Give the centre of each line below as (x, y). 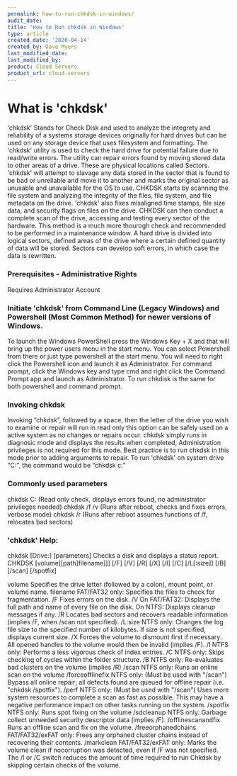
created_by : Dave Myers (42, 47)
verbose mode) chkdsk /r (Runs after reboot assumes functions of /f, (108, 514)
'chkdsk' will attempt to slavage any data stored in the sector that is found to (118, 173)
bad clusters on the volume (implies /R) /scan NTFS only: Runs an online (112, 667)
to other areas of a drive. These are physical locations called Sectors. (109, 165)
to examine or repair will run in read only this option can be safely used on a (118, 428)
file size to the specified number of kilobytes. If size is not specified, (107, 629)
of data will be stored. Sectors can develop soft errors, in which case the (113, 248)
